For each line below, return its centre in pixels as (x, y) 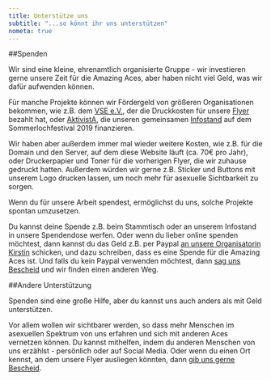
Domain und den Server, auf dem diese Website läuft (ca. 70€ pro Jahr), (128, 152)
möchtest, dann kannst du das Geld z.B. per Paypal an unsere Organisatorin (135, 244)
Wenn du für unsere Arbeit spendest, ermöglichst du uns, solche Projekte (131, 202)
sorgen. (21, 187)
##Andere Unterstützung (50, 285)
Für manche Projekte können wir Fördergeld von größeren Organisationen (131, 103)
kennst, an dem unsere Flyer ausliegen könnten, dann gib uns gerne (122, 360)
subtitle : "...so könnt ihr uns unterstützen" (88, 23)
